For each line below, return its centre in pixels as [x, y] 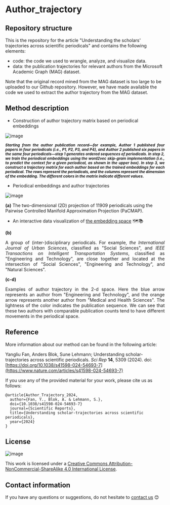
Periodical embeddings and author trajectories [61, 185]
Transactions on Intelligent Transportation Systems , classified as [85, 253]
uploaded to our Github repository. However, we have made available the [81, 87]
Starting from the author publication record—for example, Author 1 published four [85, 145]
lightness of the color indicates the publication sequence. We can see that [85, 305]
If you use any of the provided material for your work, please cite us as [79, 380]
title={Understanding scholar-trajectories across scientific [77, 413]
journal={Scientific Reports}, [43, 408]
